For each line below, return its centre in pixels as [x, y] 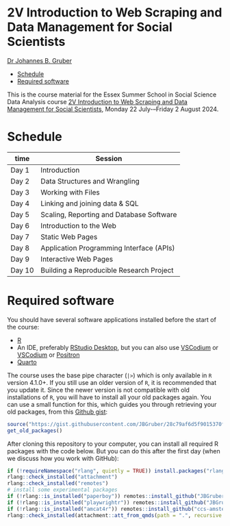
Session [109, 158]
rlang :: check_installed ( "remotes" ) [58, 484]
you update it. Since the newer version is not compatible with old [99, 390]
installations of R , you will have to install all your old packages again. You [109, 397]
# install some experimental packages [62, 490]
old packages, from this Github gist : [57, 412]
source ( [18, 424]
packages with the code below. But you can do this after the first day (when [114, 451]
